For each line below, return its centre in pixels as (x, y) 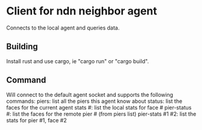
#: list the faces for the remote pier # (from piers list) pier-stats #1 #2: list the (101, 114)
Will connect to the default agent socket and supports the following (90, 94)
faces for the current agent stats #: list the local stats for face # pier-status (99, 107)
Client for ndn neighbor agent (82, 11)
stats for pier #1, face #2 (37, 120)
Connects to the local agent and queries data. (63, 28)
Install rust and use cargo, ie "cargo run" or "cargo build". (78, 61)
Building (22, 47)
